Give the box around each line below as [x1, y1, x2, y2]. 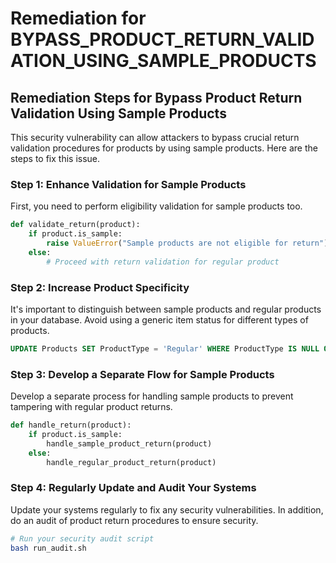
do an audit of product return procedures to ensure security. [10, 514, 259, 526]
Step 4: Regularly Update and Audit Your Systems [10, 481, 257, 495]
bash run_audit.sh [10, 543, 87, 553]
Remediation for [10, 7, 147, 30]
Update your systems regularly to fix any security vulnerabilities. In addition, [10, 503, 324, 516]
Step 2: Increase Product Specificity [10, 280, 190, 294]
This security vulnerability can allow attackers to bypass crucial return [10, 132, 300, 143]
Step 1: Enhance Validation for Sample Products [10, 177, 247, 191]
